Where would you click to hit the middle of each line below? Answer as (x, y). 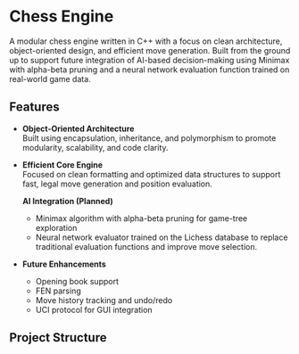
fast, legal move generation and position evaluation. (117, 184)
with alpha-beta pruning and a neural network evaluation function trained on (149, 70)
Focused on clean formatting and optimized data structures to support (151, 174)
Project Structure (58, 338)
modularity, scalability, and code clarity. (95, 147)
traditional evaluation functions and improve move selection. (146, 246)
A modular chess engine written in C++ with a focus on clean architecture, (146, 41)
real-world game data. (50, 78)
